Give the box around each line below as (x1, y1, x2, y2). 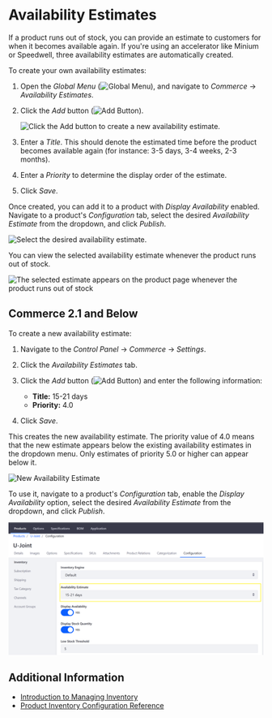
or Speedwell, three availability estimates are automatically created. (8, 50, 234, 59)
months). (19, 154, 51, 164)
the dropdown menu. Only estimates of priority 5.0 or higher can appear (8, 448, 249, 458)
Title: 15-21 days (32, 391, 88, 401)
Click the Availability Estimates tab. (19, 360, 138, 370)
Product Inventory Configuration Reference (19, 701, 164, 711)
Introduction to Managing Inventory (19, 692, 138, 702)
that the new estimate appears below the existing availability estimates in (8, 440, 252, 450)
